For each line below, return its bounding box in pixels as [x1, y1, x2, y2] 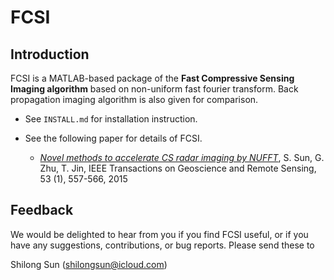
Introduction [10, 46, 90, 63]
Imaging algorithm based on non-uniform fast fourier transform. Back [10, 83, 299, 95]
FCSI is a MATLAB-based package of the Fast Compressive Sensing [10, 72, 295, 84]
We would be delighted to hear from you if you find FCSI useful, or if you [10, 228, 309, 240]
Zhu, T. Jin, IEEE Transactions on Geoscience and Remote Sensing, [39, 162, 317, 174]
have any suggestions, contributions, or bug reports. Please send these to [10, 239, 315, 251]
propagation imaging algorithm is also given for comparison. [10, 94, 259, 105]
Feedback [10, 202, 74, 219]
